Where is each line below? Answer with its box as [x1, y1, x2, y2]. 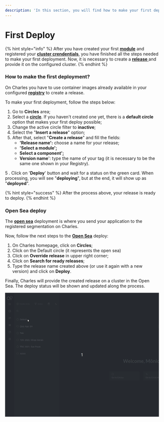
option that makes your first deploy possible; [12, 119, 102, 125]
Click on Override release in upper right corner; [12, 253, 109, 259]
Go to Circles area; [12, 108, 51, 114]
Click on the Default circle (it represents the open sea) [12, 248, 121, 253]
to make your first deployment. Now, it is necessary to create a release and [5, 56, 157, 62]
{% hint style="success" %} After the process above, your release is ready [5, 190, 156, 195]
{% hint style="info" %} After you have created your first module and [5, 45, 144, 51]
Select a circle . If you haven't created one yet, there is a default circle [12, 114, 154, 120]
